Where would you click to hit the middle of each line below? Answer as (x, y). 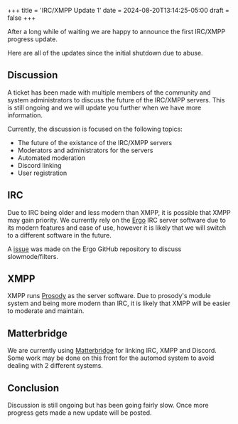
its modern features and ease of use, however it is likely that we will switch (117, 228)
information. (25, 115)
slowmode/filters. (33, 256)
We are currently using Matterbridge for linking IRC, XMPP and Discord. (112, 351)
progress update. (33, 39)
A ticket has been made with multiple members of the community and (109, 92)
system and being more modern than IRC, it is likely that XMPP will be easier (119, 303)
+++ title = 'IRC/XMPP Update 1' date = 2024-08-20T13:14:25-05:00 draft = (118, 10)
